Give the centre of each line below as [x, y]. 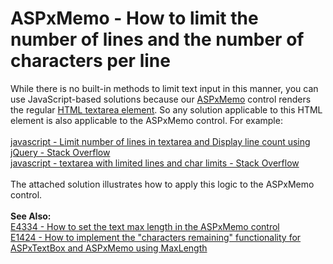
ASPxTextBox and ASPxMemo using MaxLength [109, 248]
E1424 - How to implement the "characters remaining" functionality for [156, 237]
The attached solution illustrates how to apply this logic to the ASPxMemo [162, 184]
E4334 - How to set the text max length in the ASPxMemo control [145, 226]
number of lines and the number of [157, 39]
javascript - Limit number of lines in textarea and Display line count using [160, 141]
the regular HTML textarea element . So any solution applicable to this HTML [166, 109]
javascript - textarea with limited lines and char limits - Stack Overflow [155, 163]
